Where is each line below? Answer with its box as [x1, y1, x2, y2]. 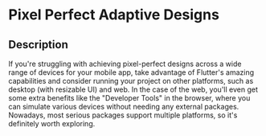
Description [8, 38, 68, 52]
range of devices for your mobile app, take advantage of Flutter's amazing [8, 68, 255, 77]
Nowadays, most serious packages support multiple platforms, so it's [8, 110, 238, 120]
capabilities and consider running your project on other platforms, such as [8, 76, 254, 85]
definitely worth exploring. [8, 119, 96, 128]
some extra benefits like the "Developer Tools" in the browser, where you [8, 93, 251, 102]
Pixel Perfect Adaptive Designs [8, 6, 219, 24]
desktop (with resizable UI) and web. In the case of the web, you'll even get [8, 84, 259, 94]
